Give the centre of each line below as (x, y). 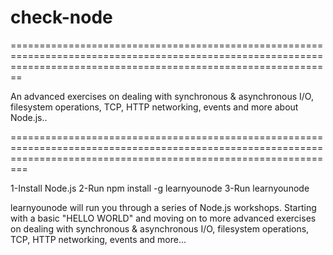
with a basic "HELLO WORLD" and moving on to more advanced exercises (163, 218)
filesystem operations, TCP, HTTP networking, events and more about (154, 107)
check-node (61, 17)
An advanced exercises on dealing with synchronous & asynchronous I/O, (162, 96)
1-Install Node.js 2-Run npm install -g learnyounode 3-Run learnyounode (160, 188)
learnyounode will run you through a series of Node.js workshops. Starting (163, 207)
